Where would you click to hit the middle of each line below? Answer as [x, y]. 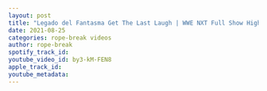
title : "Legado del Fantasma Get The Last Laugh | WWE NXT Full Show [126, 23]
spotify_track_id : [39, 52]
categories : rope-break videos [60, 38]
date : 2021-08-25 [37, 30]
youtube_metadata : [39, 74]
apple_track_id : [35, 67]
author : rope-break [41, 45]
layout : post [30, 15]
